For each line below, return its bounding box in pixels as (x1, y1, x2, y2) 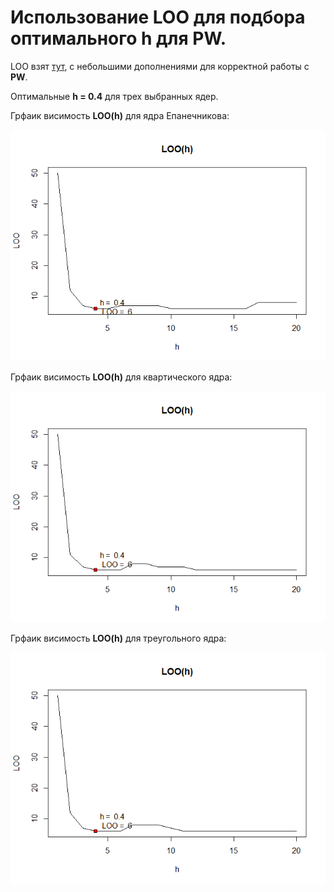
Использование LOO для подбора (10, 6, 306, 29)
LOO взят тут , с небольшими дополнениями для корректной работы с (10, 60, 310, 72)
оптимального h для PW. (10, 27, 227, 50)
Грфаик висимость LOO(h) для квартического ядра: (10, 371, 233, 383)
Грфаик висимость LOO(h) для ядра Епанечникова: (10, 109, 230, 121)
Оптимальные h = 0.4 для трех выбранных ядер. (10, 90, 219, 102)
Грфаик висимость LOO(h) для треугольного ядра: (10, 632, 227, 644)
